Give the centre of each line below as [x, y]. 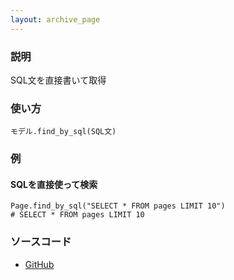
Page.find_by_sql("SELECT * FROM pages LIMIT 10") [118, 206]
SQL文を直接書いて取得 [58, 80]
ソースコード [41, 242]
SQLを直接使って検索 [54, 184]
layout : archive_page [55, 19]
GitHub [39, 264]
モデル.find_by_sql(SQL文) [63, 132]
